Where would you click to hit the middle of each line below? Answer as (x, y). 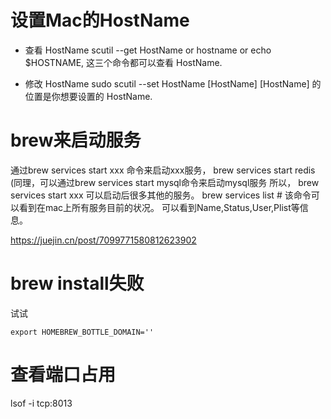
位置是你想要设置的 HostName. (88, 96)
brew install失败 (77, 283)
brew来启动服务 (76, 140)
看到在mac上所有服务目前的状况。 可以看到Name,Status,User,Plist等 (159, 207)
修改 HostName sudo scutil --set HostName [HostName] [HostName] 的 (173, 83)
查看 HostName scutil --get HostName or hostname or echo (148, 50)
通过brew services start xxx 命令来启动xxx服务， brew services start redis (163, 170)
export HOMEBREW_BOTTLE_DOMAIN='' (82, 332)
